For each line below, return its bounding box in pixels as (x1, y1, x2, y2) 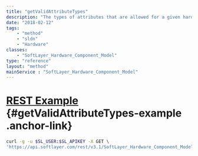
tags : (6, 25, 19, 31)
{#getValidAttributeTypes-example (6, 107, 182, 120)
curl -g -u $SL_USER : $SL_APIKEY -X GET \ (6, 139, 110, 145)
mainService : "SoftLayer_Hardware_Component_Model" (6, 69, 138, 75)
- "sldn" (16, 36, 38, 42)
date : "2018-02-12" (6, 19, 54, 25)
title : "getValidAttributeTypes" (6, 8, 88, 15)
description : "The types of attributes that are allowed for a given (6, 14, 181, 20)
